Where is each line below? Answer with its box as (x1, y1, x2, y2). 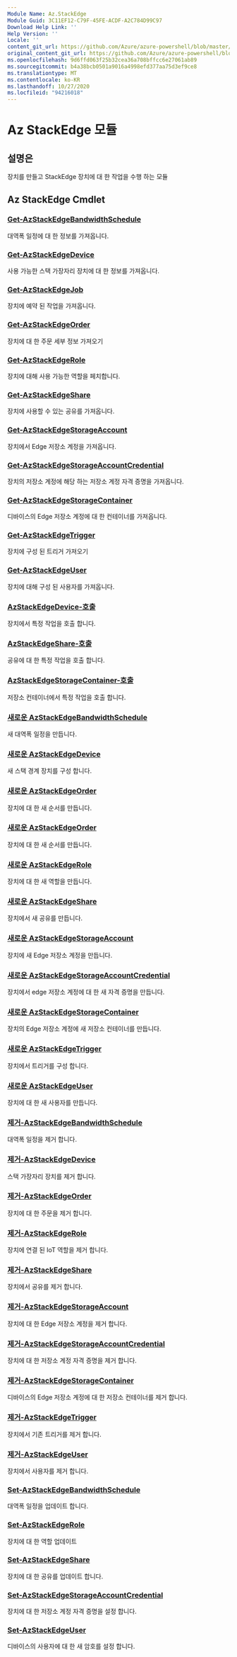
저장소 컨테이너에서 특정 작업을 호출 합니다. (7, 693, 126, 701)
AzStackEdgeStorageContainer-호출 (7, 675, 134, 685)
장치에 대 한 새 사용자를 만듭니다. (7, 1098, 98, 1106)
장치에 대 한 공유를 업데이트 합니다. (7, 1572, 104, 1581)
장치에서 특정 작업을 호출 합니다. (7, 619, 97, 628)
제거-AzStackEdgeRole (7, 1228, 87, 1238)
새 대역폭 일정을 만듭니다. (7, 730, 78, 738)
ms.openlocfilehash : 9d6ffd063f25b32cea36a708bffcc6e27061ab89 (7, 57, 197, 64)
